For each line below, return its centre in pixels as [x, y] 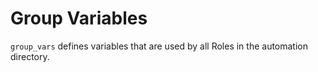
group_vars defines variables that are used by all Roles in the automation [159, 46]
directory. [30, 56]
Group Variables [79, 18]
